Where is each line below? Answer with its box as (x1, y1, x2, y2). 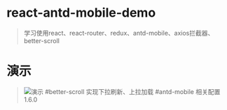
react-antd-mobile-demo (6, 5, 156, 21)
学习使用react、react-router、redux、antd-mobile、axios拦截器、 (23, 29, 214, 37)
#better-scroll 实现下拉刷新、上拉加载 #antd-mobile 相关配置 (44, 87, 221, 95)
